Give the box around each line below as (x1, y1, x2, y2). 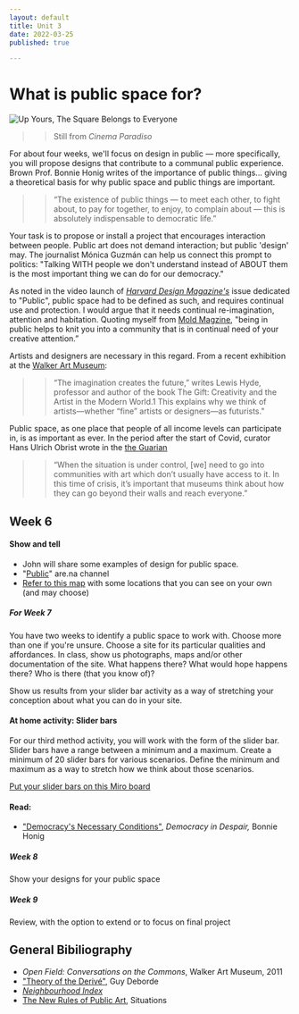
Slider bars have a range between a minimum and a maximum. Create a (9, 744, 272, 755)
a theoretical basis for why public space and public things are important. (9, 177, 276, 188)
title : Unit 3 (9, 21, 62, 30)
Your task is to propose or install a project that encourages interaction (9, 230, 266, 241)
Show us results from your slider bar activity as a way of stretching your (9, 685, 274, 696)
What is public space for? (9, 84, 203, 105)
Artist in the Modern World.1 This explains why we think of (53, 397, 267, 407)
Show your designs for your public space (9, 874, 161, 884)
